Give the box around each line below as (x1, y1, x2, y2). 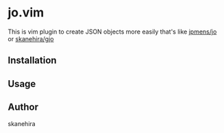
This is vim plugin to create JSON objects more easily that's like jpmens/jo (8, 27, 217, 36)
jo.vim (8, 5, 45, 21)
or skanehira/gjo (8, 34, 54, 43)
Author (8, 101, 38, 113)
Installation (8, 55, 57, 66)
